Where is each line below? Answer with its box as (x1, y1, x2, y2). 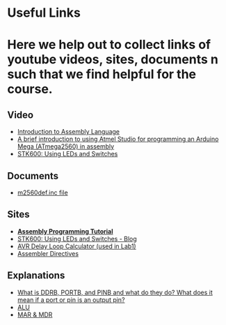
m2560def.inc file (17, 188, 68, 197)
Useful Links (7, 5, 81, 21)
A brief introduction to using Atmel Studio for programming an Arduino (17, 135, 219, 144)
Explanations (7, 270, 65, 282)
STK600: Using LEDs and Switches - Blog (17, 234, 137, 243)
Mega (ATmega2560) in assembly (17, 142, 115, 151)
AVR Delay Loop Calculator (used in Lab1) (17, 242, 137, 250)
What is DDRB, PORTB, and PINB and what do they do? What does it (17, 288, 213, 296)
